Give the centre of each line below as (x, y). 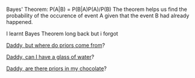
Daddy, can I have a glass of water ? (50, 57)
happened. (19, 22)
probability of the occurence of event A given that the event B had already (98, 16)
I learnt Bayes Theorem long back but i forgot (62, 34)
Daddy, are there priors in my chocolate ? (56, 68)
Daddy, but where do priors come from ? (55, 45)
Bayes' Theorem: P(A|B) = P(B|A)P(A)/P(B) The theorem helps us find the (97, 9)
